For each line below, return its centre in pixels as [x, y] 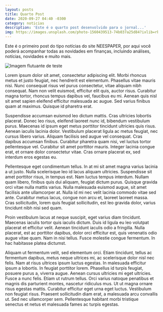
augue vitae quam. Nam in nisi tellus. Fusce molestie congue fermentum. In [80, 238]
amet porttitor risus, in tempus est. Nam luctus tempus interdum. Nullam [77, 177]
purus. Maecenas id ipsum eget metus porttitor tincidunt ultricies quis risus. [81, 126]
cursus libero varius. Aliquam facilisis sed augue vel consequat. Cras [74, 136]
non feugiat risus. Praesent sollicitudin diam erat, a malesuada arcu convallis [81, 294]
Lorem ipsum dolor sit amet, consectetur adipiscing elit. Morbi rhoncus [76, 75]
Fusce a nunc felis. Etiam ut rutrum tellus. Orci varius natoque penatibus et [80, 278]
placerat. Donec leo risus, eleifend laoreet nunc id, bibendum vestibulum [78, 121]
